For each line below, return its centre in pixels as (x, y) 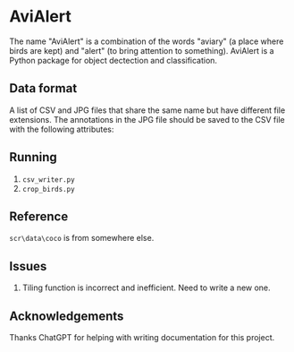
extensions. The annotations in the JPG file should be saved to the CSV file (147, 119)
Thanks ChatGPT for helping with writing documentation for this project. (142, 337)
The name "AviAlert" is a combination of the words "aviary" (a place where (147, 41)
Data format (43, 88)
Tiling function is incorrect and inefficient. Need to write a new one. (146, 288)
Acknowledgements (67, 316)
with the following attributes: (62, 129)
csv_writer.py (48, 180)
